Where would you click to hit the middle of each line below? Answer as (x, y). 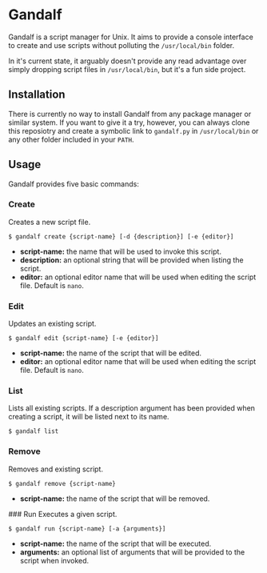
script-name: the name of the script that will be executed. (116, 543)
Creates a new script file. (50, 222)
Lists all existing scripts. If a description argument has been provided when (132, 408)
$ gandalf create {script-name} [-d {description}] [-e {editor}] (121, 236)
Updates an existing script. (52, 324)
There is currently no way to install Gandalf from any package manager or (130, 114)
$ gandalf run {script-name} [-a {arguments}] (87, 529)
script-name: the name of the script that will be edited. (111, 353)
